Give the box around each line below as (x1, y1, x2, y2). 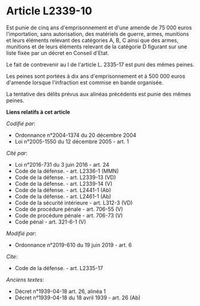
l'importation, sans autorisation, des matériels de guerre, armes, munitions (6, 30, 189, 37)
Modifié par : (6, 229, 37, 237)
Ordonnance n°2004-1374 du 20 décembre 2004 (14, 131, 137, 139)
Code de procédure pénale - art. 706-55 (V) (14, 205, 124, 213)
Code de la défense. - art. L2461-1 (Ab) (14, 192, 112, 200)
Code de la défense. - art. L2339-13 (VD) (14, 173, 116, 180)
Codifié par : (6, 120, 36, 127)
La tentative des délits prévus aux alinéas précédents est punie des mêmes (6, 90, 191, 97)
